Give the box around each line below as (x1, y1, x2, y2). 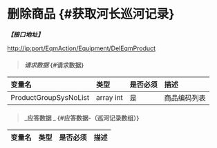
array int (95, 93, 123, 103)
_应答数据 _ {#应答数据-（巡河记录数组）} (23, 114, 140, 122)
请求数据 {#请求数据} (23, 61, 84, 69)
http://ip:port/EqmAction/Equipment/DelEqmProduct (7, 44, 156, 52)
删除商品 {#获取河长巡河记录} (7, 6, 175, 22)
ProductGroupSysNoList (10, 93, 90, 103)
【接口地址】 (7, 30, 44, 39)
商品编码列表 (164, 94, 206, 103)
